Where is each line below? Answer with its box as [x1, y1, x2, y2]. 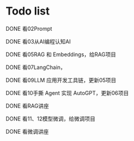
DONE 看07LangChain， [5, 64, 66, 71]
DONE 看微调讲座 [5, 128, 49, 135]
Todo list [5, 4, 50, 18]
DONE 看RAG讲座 [5, 102, 49, 110]
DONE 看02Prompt [5, 25, 53, 32]
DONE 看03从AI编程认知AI [5, 38, 71, 45]
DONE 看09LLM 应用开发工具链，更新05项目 [5, 76, 116, 84]
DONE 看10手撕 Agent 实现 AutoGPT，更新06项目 [5, 89, 129, 96]
